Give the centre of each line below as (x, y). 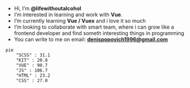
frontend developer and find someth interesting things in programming (99, 33)
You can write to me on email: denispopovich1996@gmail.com (91, 39)
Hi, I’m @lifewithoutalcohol (48, 8)
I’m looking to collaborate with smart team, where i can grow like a (94, 27)
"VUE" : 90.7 (32, 65)
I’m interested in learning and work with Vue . (68, 15)
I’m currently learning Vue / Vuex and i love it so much (80, 21)
